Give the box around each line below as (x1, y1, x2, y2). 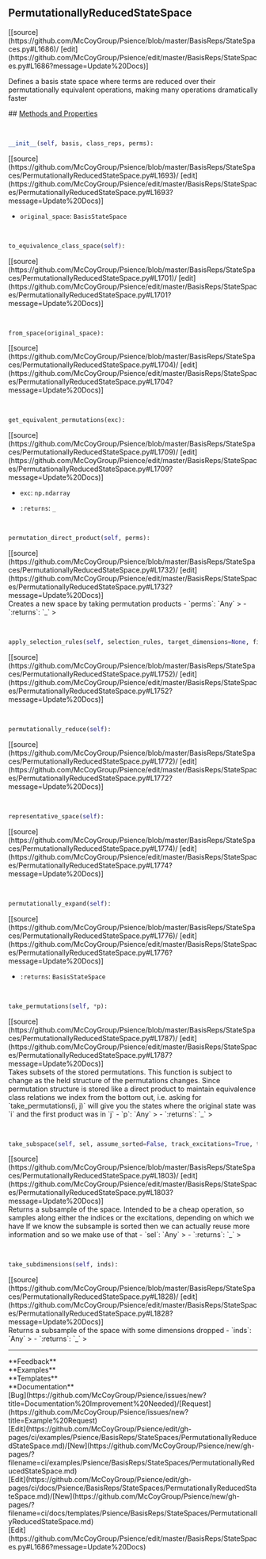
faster (8, 93, 28, 102)
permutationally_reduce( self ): (8, 726, 112, 734)
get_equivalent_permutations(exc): (8, 416, 126, 424)
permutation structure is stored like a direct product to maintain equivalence (8, 1084, 256, 1094)
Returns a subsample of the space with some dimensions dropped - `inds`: (8, 1326, 252, 1335)
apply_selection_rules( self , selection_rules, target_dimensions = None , (8, 638, 249, 646)
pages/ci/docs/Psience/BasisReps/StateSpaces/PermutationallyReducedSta (8, 1483, 257, 1493)
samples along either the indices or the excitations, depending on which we (8, 1213, 255, 1223)
